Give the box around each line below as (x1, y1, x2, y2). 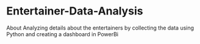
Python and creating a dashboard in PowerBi (6, 30, 119, 37)
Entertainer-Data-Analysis (6, 4, 143, 18)
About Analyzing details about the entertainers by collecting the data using (6, 24, 194, 31)
